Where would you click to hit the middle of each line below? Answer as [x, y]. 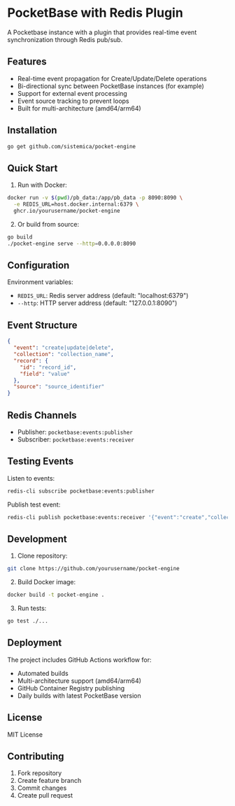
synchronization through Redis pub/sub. [65, 39]
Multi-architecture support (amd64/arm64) [79, 681]
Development [37, 539]
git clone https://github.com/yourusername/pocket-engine [93, 569]
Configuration [38, 266]
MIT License [25, 734]
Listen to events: [31, 478]
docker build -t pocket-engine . [56, 595]
